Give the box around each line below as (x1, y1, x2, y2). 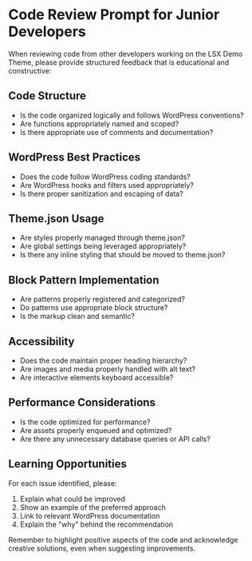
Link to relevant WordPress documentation (19, 511, 160, 520)
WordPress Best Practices (8, 150, 141, 165)
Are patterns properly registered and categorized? (19, 294, 186, 304)
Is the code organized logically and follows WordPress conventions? (19, 110, 245, 120)
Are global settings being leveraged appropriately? (19, 241, 187, 251)
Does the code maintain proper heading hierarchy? (19, 356, 187, 365)
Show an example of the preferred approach (19, 502, 166, 512)
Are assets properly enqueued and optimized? (19, 425, 172, 435)
